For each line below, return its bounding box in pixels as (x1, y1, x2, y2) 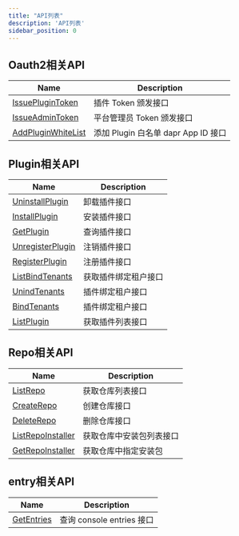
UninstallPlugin (12, 196, 69, 206)
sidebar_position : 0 (8, 26, 78, 34)
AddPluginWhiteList (12, 127, 86, 138)
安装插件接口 (82, 211, 132, 222)
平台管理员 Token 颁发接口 (93, 113, 193, 124)
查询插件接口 (82, 226, 132, 237)
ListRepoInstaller (12, 430, 75, 441)
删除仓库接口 (82, 415, 131, 426)
